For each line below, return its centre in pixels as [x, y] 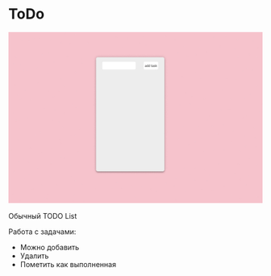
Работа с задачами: [42, 232]
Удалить [34, 256]
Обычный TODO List [43, 215]
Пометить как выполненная [68, 264]
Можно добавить [50, 247]
